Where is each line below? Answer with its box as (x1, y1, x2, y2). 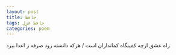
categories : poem (6, 25, 50, 32)
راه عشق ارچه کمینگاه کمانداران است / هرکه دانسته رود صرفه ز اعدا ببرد (6, 42, 170, 49)
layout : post (6, 8, 39, 15)
